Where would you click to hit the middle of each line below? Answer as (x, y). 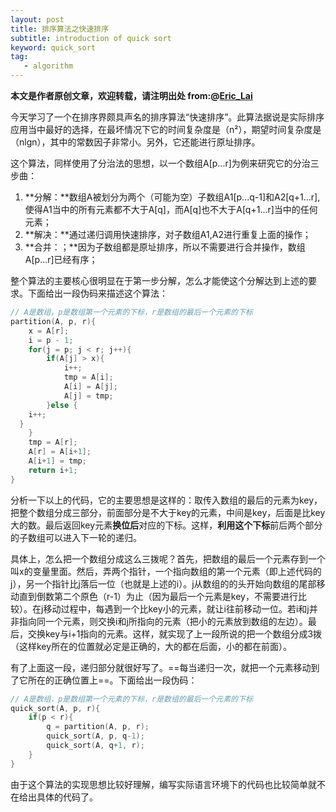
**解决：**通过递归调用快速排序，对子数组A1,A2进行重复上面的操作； (168, 234)
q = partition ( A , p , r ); (98, 727)
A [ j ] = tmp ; (88, 396)
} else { (62, 405)
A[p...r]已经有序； (61, 259)
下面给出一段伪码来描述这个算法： (97, 293)
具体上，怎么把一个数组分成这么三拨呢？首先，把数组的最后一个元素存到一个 (168, 558)
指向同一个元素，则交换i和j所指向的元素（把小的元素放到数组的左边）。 (163, 621)
